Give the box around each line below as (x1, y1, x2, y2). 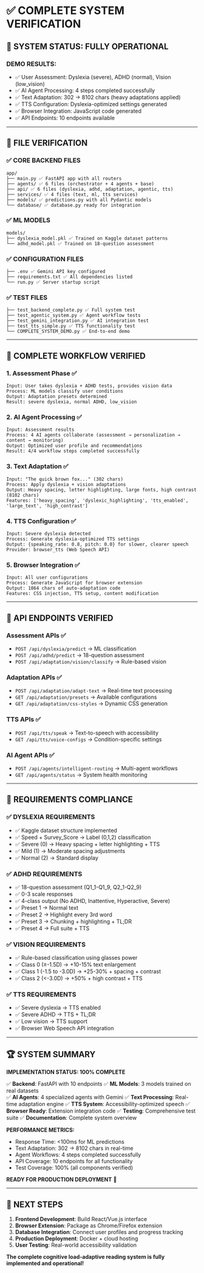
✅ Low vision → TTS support (15, 1018, 88, 1025)
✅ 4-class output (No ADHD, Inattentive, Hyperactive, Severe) (15, 897, 170, 904)
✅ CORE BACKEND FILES (6, 156, 81, 165)
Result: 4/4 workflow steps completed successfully (6, 448, 140, 454)
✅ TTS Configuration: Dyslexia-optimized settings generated (15, 100, 168, 107)
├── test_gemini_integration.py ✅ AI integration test (6, 318, 149, 324)
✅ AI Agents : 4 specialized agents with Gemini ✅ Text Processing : (6, 1094, 174, 1101)
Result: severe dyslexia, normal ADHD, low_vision (6, 399, 137, 405)
